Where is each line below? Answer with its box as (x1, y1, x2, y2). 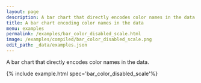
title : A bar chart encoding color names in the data (6, 20, 144, 26)
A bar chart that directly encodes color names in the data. (6, 58, 149, 66)
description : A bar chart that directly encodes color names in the (6, 14, 182, 20)
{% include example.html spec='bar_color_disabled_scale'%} (6, 70, 158, 77)
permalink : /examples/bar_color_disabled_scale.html (6, 31, 141, 37)
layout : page (6, 8, 39, 15)
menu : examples (6, 25, 45, 32)
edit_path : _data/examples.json (6, 42, 87, 48)
